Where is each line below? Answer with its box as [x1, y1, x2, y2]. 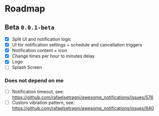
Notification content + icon [11, 47, 67, 53]
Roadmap [4, 3, 45, 14]
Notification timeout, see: [11, 88, 64, 94]
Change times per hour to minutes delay [11, 53, 95, 59]
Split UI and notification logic [11, 36, 71, 42]
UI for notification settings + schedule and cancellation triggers [11, 42, 142, 48]
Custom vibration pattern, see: [11, 99, 75, 105]
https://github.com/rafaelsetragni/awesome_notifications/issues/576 [11, 94, 153, 100]
